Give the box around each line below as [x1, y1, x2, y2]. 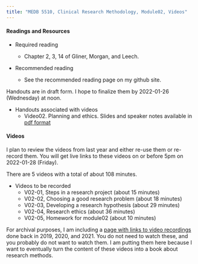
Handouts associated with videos [14, 106, 98, 113]
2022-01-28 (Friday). [6, 159, 59, 166]
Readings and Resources [6, 28, 71, 35]
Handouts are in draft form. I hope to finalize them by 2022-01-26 [6, 88, 169, 95]
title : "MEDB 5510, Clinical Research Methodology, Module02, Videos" [6, 8, 188, 15]
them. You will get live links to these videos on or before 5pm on [24, 152, 184, 160]
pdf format [24, 118, 51, 126]
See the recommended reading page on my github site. [24, 76, 162, 83]
